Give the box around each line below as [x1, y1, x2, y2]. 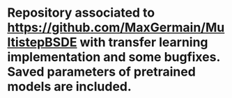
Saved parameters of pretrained [7, 64, 196, 80]
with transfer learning [79, 35, 208, 50]
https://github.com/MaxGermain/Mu [7, 19, 225, 35]
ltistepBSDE [7, 35, 77, 50]
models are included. [7, 79, 132, 95]
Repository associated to [7, 5, 155, 21]
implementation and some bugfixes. [7, 49, 221, 65]
